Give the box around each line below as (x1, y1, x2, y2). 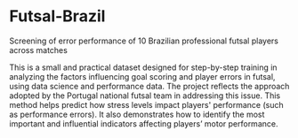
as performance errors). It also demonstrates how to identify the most (9, 109, 265, 119)
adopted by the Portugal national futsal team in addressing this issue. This (9, 90, 281, 101)
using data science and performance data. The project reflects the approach (9, 80, 290, 91)
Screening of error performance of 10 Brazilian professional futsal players (9, 35, 278, 46)
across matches (9, 44, 68, 55)
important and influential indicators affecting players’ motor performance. (9, 118, 278, 129)
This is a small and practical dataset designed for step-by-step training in (9, 62, 278, 73)
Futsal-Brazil (9, 6, 106, 27)
